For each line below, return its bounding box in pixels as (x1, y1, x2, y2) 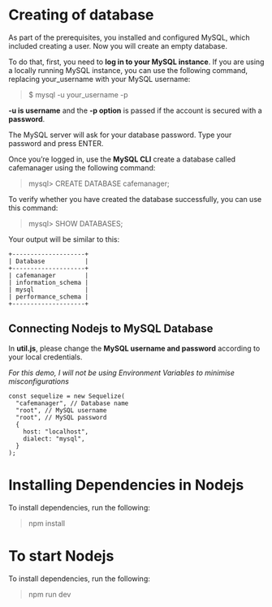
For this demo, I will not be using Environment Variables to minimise (8, 368, 235, 377)
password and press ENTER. (8, 138, 104, 148)
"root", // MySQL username (15, 406, 107, 415)
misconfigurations (8, 376, 69, 386)
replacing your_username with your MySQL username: (8, 74, 191, 84)
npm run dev (28, 589, 71, 599)
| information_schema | (8, 278, 89, 286)
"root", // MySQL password (15, 413, 107, 421)
